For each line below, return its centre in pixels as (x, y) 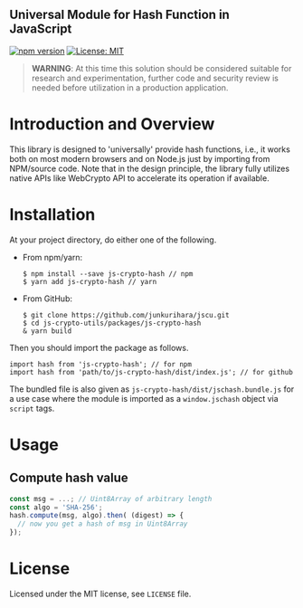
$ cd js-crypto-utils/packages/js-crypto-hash (112, 323)
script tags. (32, 408)
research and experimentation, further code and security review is (155, 78)
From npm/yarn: (52, 257)
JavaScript (41, 29)
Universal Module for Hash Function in (120, 15)
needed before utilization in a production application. (130, 87)
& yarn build (47, 331)
